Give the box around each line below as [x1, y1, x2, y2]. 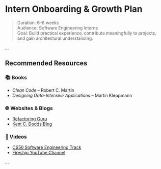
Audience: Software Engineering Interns [17, 25, 98, 30]
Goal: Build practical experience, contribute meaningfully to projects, [17, 30, 157, 36]
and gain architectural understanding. [17, 35, 93, 41]
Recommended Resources [5, 59, 87, 67]
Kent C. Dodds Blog [12, 121, 53, 127]
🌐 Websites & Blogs [5, 105, 53, 112]
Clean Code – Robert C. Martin [12, 87, 75, 93]
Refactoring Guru [12, 115, 48, 121]
